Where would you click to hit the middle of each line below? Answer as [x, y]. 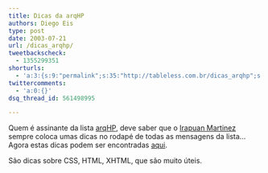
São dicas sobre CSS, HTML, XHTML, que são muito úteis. [105, 161]
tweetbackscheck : [37, 53]
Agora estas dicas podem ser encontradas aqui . [88, 145]
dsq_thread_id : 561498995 [52, 98]
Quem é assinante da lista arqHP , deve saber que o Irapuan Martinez [122, 128]
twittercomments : [37, 83]
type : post [27, 31]
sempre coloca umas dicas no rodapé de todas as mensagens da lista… [127, 137]
